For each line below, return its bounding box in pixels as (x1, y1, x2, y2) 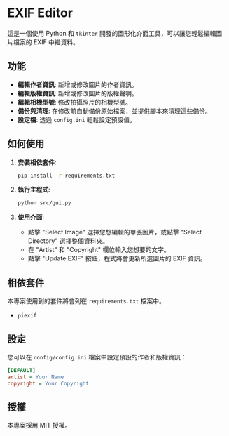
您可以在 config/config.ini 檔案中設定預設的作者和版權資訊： (7, 352, 187, 361)
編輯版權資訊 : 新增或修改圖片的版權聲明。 (17, 89, 138, 98)
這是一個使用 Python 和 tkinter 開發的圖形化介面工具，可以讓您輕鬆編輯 (7, 29, 216, 37)
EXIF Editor (7, 5, 74, 21)
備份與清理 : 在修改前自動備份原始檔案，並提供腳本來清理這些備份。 (17, 107, 211, 115)
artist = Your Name (7, 374, 64, 381)
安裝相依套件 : (17, 158, 57, 166)
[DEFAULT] (7, 366, 36, 374)
